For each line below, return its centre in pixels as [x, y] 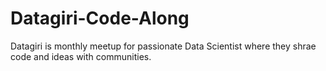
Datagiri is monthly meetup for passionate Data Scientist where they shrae [163, 46]
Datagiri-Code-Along [100, 18]
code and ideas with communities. [81, 56]
